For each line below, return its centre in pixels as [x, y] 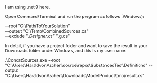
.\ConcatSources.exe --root [33, 60]
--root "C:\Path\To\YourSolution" [37, 26]
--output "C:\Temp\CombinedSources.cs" [47, 31]
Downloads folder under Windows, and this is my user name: [66, 51]
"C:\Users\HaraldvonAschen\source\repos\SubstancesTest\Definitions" [76, 65]
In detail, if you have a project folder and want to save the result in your [76, 45]
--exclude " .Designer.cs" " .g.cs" [37, 36]
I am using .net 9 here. [27, 7]
